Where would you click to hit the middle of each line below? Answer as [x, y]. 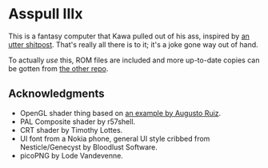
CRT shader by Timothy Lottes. [71, 130]
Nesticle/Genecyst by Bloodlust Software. [89, 147]
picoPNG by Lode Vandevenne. [72, 155]
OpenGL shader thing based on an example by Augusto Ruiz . [120, 113]
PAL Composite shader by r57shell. [78, 122]
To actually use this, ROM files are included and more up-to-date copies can [134, 60]
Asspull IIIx [46, 14]
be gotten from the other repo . [58, 68]
